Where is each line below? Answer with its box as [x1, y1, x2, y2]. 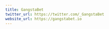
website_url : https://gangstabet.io [5, 16, 82, 21]
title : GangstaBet [5, 7, 44, 12]
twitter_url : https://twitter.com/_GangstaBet [5, 12, 104, 17]
